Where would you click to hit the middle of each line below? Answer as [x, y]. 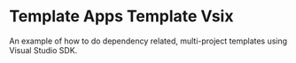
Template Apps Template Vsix [121, 16]
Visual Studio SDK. [43, 50]
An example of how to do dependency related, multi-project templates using [148, 41]
